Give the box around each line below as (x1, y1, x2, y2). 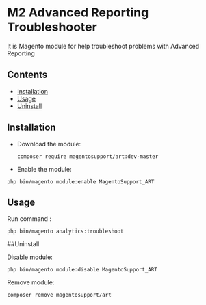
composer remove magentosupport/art (7, 292, 112, 299)
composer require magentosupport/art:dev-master (16, 152, 159, 160)
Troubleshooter (7, 19, 97, 35)
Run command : (7, 215, 52, 223)
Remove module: (7, 278, 55, 287)
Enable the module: (16, 165, 72, 173)
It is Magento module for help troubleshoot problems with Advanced (7, 42, 200, 50)
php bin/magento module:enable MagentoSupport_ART (7, 178, 155, 185)
